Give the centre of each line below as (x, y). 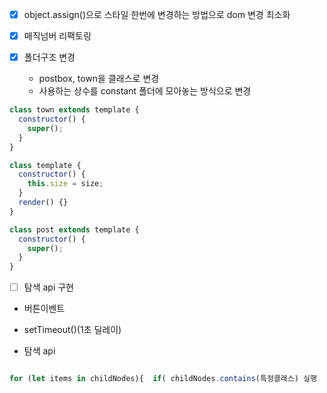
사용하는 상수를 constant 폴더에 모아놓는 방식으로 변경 (145, 91)
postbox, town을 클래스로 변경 (99, 79)
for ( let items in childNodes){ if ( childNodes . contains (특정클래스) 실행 (163, 379)
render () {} (43, 203)
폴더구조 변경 (49, 57)
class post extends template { (74, 229)
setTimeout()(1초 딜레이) (72, 330)
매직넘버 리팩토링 (57, 36)
